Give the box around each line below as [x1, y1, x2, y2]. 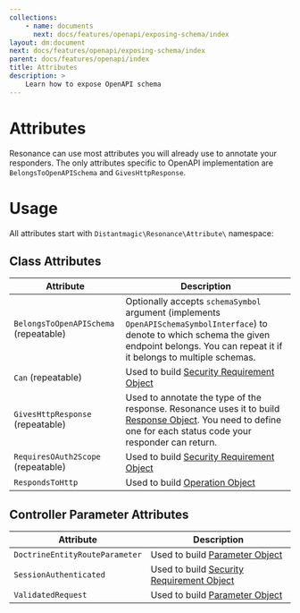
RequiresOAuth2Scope [13, 452, 101, 462]
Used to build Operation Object [125, 476, 256, 489]
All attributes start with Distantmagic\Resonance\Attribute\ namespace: [9, 227, 274, 238]
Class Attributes [9, 253, 102, 268]
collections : [9, 13, 58, 22]
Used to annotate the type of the [125, 391, 262, 404]
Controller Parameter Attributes [9, 507, 189, 522]
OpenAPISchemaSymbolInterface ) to [125, 318, 268, 330]
